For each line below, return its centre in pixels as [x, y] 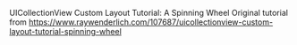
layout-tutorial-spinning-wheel [66, 31]
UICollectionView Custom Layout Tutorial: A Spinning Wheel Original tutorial [149, 13]
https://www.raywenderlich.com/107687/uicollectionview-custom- [151, 22]
